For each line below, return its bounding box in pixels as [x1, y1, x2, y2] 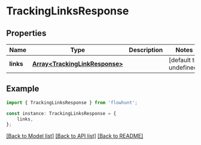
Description [129, 46, 163, 54]
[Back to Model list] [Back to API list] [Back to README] [6, 132, 144, 140]
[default [168, 56, 191, 64]
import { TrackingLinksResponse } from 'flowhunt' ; [6, 99, 138, 105]
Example [6, 84, 39, 94]
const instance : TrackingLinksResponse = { [6, 110, 117, 116]
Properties [6, 28, 47, 38]
